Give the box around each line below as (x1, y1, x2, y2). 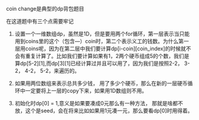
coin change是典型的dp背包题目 (6, 5, 85, 12)
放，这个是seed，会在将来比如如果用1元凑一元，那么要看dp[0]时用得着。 (14, 107, 193, 114)
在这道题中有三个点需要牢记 (6, 18, 74, 25)
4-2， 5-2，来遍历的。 (24, 67, 80, 74)
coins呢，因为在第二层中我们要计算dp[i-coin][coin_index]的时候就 (25, 45, 187, 52)
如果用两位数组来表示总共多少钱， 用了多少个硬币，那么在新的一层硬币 (14, 80, 188, 87)
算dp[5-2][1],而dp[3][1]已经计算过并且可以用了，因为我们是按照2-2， (14, 60, 183, 67)
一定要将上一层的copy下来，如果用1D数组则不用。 (25, 87, 147, 94)
